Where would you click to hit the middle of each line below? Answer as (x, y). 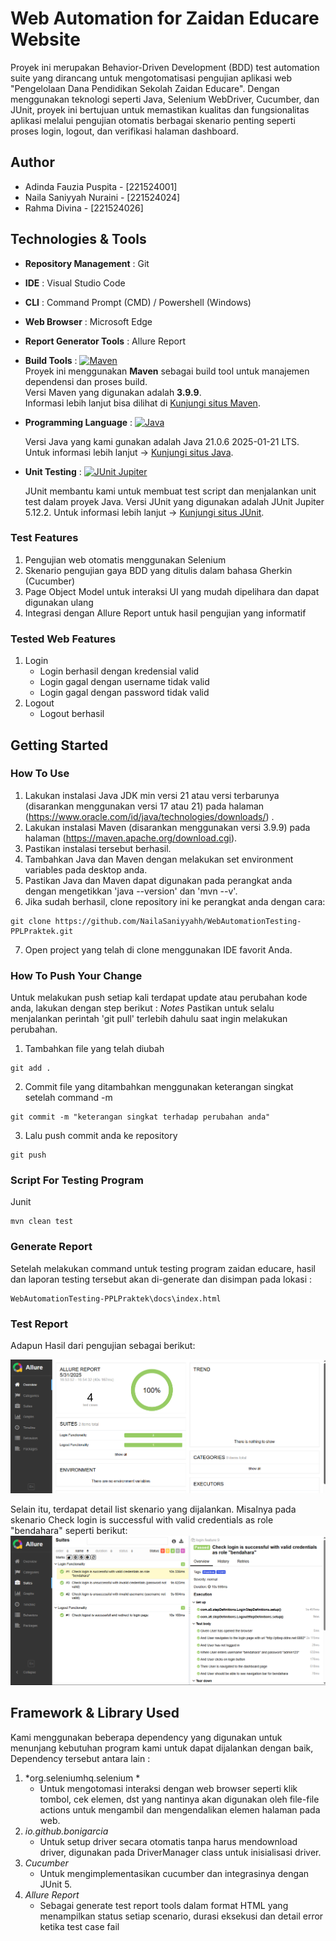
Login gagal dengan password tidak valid (124, 693)
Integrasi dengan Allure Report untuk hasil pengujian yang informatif (165, 613)
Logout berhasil (72, 714)
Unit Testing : (53, 471)
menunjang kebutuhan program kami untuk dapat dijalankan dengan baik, (162, 1748)
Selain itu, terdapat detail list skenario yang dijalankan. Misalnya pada (153, 1509)
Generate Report (51, 1247)
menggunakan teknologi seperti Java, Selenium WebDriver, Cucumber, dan (165, 99)
